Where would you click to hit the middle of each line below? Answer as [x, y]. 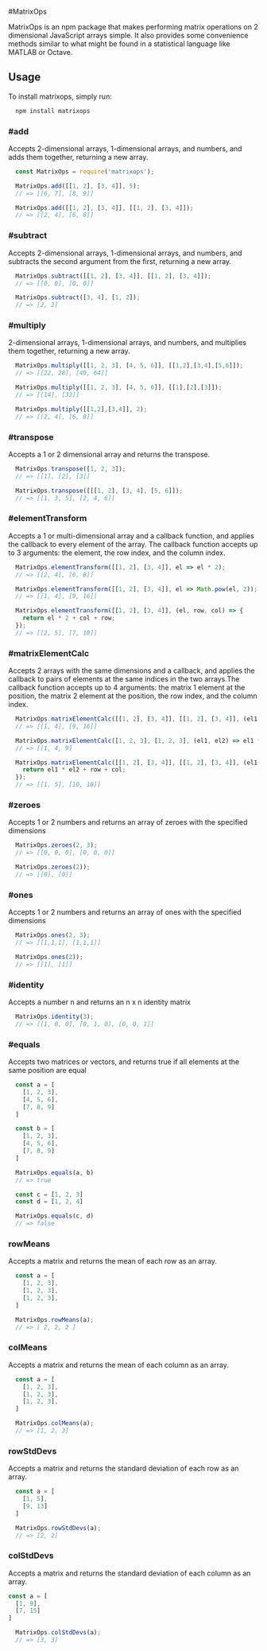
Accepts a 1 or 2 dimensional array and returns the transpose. [109, 454]
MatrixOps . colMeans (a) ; [54, 1424]
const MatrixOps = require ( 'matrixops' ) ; [85, 171]
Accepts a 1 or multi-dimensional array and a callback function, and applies [131, 535]
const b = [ [35, 1129]
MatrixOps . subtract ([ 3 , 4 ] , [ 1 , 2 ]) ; [78, 297]
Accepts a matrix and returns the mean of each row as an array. [112, 1261]
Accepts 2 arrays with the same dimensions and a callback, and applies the [132, 670]
